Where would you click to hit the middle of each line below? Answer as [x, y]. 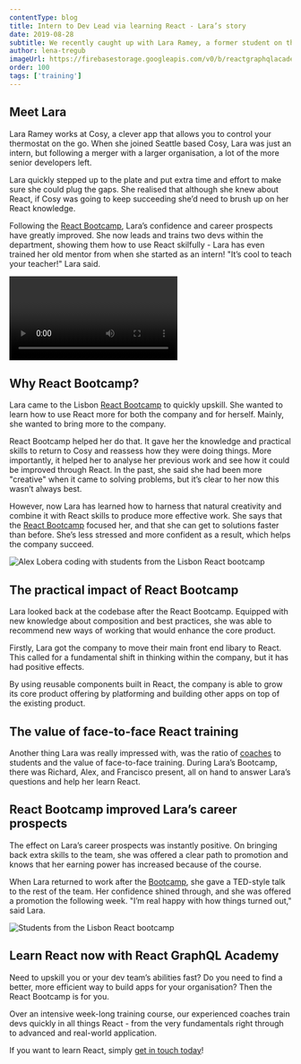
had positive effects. [47, 667]
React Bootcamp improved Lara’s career [123, 810]
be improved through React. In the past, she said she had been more [136, 470]
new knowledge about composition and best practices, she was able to [141, 621]
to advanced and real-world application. [83, 1033]
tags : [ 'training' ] [46, 76]
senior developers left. [51, 162]
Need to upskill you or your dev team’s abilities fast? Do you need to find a [146, 977]
